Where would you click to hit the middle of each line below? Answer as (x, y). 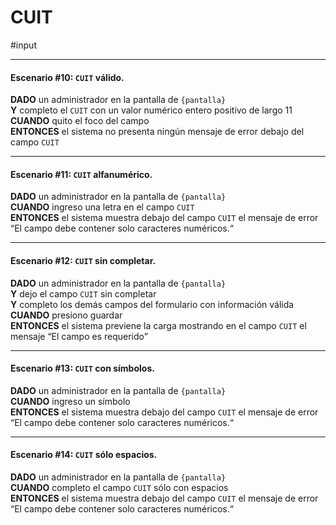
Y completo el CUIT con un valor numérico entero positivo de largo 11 (151, 110)
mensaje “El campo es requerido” (79, 336)
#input (23, 45)
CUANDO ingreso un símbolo (70, 401)
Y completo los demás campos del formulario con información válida (152, 304)
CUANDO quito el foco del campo (80, 121)
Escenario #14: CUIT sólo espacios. (84, 455)
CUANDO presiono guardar (66, 315)
